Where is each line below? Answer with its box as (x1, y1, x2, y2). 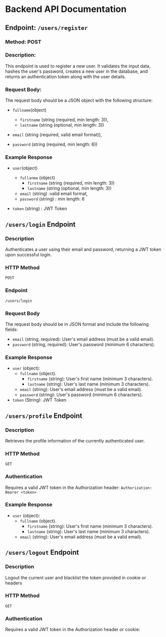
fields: (5, 326, 18, 332)
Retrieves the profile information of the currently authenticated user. (5, 437, 145, 443)
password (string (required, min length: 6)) (12, 141, 98, 148)
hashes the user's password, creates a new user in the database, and (5, 68, 148, 74)
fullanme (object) (19, 175, 55, 181)
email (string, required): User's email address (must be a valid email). (12, 336, 155, 342)
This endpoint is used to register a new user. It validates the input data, (5, 63, 151, 69)
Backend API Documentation (5, 3, 127, 15)
